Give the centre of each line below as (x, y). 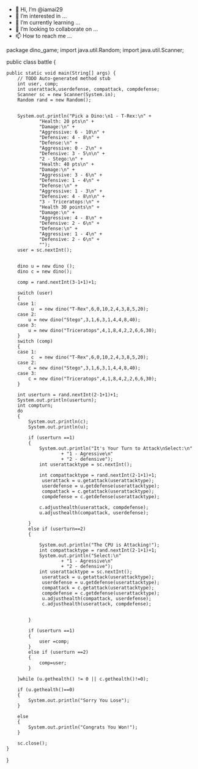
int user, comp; (38, 84)
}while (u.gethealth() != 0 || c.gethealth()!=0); (83, 679)
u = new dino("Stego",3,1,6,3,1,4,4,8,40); (84, 320)
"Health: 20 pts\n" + (67, 121)
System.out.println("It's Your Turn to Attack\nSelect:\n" (116, 449)
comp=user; (53, 663)
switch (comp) (35, 341)
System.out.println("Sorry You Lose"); (79, 700)
